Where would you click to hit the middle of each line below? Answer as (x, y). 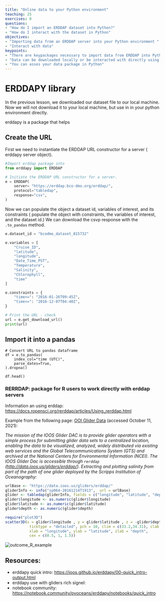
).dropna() (16, 368)
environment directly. (27, 113)
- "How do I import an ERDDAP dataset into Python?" (60, 28)
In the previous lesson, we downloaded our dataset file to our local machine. (82, 102)
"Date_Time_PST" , (32, 261)
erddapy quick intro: (32, 573)
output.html (24, 577)
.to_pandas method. (25, 225)
